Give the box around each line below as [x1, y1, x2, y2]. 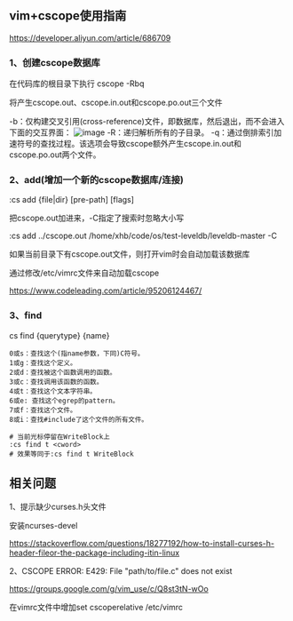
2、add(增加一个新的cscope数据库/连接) [9, 174, 184, 187]
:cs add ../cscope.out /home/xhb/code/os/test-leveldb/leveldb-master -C [9, 230, 278, 242]
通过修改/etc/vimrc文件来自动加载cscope [9, 267, 160, 278]
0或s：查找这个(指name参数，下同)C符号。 [9, 349, 145, 358]
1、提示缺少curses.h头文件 [9, 501, 107, 512]
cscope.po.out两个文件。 [9, 149, 101, 160]
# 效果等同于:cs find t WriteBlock [9, 450, 135, 458]
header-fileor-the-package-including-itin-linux [9, 547, 180, 558]
